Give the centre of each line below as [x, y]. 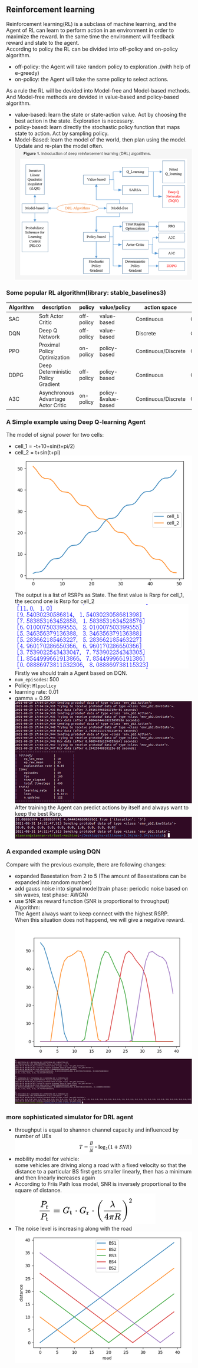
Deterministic [55, 372]
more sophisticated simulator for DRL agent [70, 1117]
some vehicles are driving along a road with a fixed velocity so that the [100, 1165]
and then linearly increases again [55, 1178]
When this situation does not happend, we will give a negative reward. [100, 919]
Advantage [52, 399]
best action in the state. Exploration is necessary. [74, 121]
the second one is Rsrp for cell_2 [55, 601]
